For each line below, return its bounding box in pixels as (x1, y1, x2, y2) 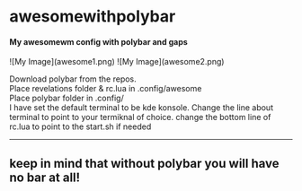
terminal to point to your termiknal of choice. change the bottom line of (9, 112, 271, 123)
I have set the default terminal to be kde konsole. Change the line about (9, 102, 274, 113)
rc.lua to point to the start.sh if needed (9, 121, 152, 132)
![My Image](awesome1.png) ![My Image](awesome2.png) (9, 56, 225, 67)
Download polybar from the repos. (9, 74, 137, 84)
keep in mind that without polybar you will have (9, 155, 280, 171)
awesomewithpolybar (9, 6, 176, 27)
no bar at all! (9, 169, 81, 185)
